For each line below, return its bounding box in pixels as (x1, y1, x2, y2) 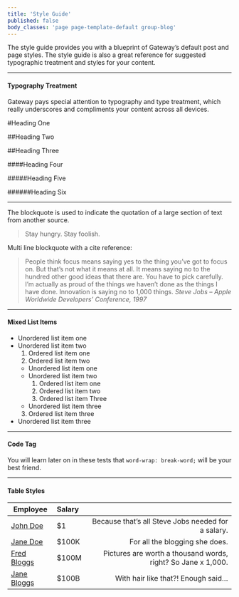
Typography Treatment (7, 81, 78, 90)
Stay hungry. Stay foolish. (24, 229, 101, 238)
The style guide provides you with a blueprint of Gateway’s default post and (7, 43, 229, 52)
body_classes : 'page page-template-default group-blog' (7, 24, 176, 31)
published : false (7, 17, 59, 24)
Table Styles (7, 486, 45, 495)
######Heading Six (7, 187, 67, 196)
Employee (13, 504, 48, 514)
